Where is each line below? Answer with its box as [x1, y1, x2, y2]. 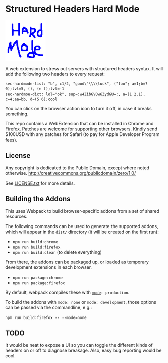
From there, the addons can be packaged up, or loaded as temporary [5, 259, 149, 265]
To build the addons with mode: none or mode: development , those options [5, 299, 156, 305]
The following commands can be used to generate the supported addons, [5, 223, 158, 229]
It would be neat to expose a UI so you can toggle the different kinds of [5, 342, 153, 348]
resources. [5, 213, 28, 219]
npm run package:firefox [12, 280, 65, 286]
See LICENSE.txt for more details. [5, 180, 75, 186]
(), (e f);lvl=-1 [27, 86, 65, 92]
